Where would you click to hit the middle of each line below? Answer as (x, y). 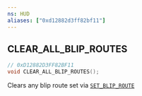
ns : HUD (19, 14)
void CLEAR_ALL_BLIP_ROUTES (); (53, 72)
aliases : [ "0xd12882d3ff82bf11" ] (57, 20)
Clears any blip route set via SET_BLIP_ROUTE (71, 85)
